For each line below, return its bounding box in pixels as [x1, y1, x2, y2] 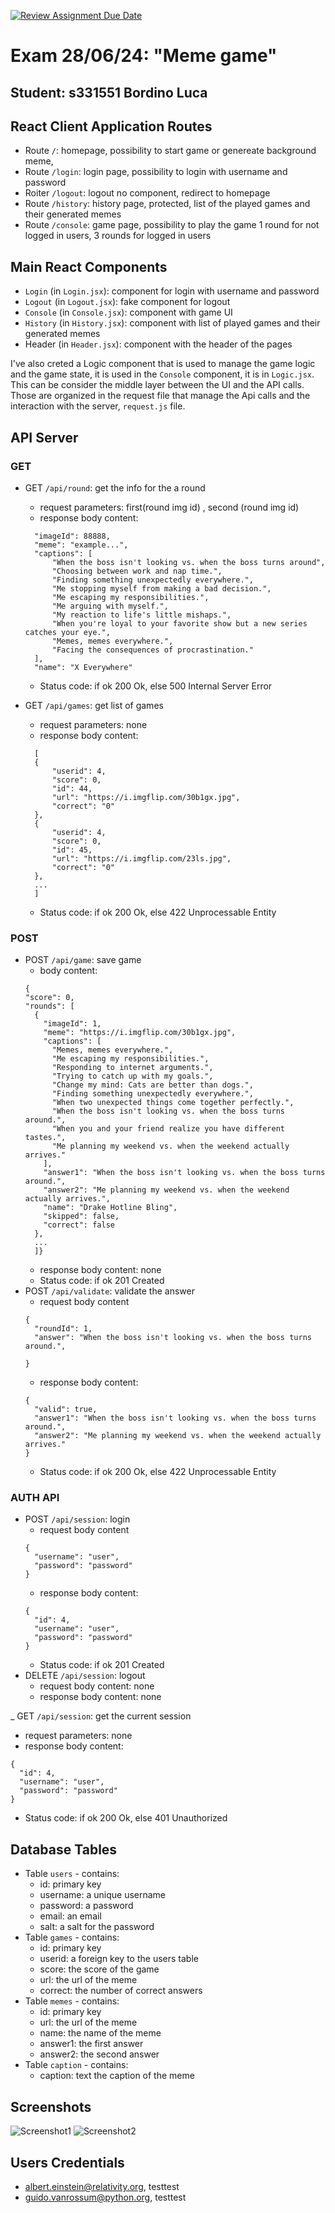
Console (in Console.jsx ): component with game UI [24, 306, 233, 319]
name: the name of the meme [39, 2027, 162, 2039]
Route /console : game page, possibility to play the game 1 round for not [24, 219, 320, 231]
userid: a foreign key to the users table [39, 1953, 199, 1965]
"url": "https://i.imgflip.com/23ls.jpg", [51, 853, 232, 864]
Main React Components [10, 258, 168, 275]
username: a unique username [39, 1889, 167, 1901]
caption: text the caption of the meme [39, 2070, 195, 2082]
